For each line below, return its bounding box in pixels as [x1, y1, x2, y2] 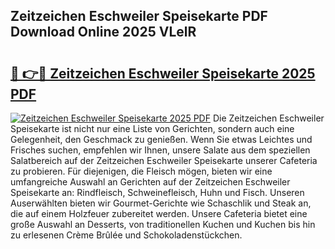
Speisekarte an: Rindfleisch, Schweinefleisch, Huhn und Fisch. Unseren [10, 187, 305, 198]
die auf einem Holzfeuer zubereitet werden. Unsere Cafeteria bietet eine [10, 208, 308, 219]
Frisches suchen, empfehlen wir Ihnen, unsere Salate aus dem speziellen [10, 144, 311, 156]
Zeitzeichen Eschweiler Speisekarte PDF [10, 8, 268, 25]
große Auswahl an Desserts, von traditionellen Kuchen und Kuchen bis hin [10, 219, 316, 230]
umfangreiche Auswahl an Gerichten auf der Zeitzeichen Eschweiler [10, 176, 291, 188]
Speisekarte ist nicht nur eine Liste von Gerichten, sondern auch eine [10, 123, 295, 134]
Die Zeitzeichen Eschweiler [212, 112, 325, 124]
